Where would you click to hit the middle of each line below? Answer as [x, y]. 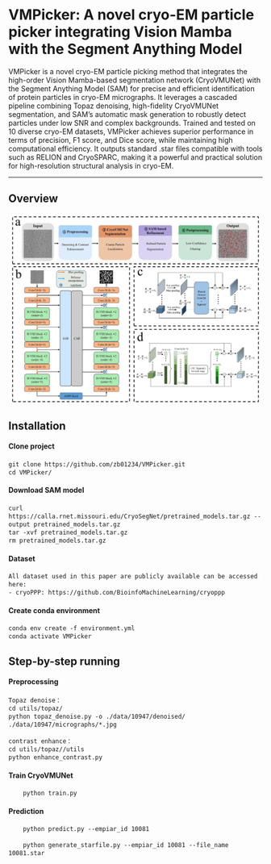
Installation [37, 426]
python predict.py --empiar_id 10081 [86, 829]
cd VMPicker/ [30, 472]
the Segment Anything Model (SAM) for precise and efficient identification [132, 88]
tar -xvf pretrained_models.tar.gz [68, 533]
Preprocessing [33, 682]
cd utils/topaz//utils [46, 749]
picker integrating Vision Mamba [120, 32]
